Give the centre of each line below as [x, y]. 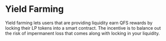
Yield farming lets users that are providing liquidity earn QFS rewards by [79, 23]
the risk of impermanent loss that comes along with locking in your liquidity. [83, 33]
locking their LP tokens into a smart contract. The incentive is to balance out [83, 28]
